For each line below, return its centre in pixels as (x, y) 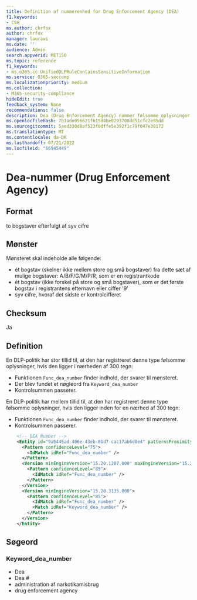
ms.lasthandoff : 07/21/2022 (40, 143)
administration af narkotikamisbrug (57, 584)
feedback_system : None (34, 104)
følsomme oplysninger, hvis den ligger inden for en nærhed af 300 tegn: (93, 408)
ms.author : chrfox (28, 28)
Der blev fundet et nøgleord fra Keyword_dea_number (77, 384)
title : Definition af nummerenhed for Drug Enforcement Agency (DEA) (93, 11)
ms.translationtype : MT (35, 132)
